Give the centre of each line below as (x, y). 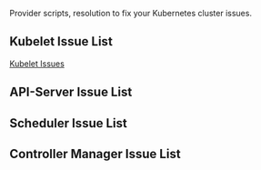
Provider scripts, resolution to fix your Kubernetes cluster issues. (131, 13)
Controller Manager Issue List (95, 154)
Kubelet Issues (37, 64)
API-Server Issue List (71, 92)
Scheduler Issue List (68, 123)
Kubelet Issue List (61, 41)
